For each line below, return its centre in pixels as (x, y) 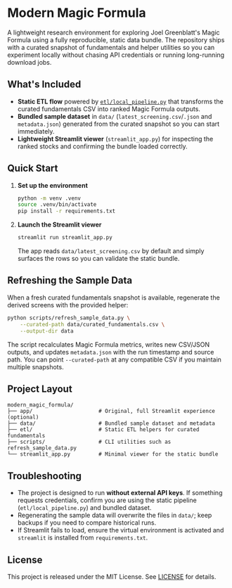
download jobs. (30, 62)
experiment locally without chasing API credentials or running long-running (116, 55)
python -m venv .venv (49, 198)
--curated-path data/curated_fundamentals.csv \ (92, 324)
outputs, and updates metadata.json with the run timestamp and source (111, 352)
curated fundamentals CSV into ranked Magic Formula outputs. (109, 109)
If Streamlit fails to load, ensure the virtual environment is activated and (121, 530)
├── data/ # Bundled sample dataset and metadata (111, 423)
